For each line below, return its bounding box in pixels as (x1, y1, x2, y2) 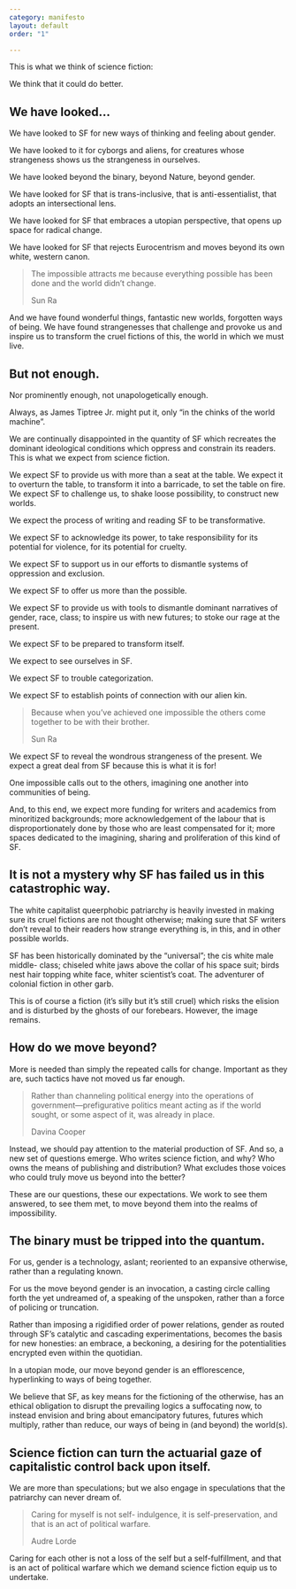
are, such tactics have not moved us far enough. (9, 1073, 186, 1084)
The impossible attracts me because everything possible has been (30, 269, 273, 279)
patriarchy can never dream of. (9, 1492, 122, 1503)
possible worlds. (9, 932, 69, 944)
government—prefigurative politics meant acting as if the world (30, 1100, 262, 1110)
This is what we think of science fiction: (9, 61, 154, 72)
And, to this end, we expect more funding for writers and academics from (9, 804, 277, 814)
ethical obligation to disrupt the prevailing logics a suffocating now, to (9, 1401, 262, 1412)
